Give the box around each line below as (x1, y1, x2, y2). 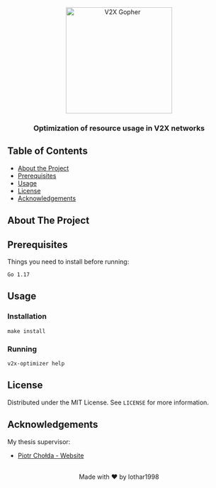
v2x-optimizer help (7, 360, 65, 367)
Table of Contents (7, 145, 89, 157)
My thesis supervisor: (7, 437, 71, 446)
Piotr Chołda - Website (17, 451, 84, 460)
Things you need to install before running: (7, 257, 130, 266)
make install (7, 327, 46, 335)
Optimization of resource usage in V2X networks (33, 123, 205, 133)
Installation (7, 312, 47, 322)
